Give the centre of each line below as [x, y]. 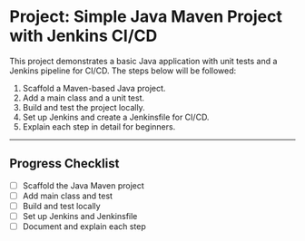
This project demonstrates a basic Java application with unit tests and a [143, 61]
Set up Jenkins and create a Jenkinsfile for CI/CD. [116, 117]
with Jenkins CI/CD [84, 36]
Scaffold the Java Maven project [84, 185]
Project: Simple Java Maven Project [146, 17]
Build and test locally [62, 206]
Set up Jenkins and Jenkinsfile [80, 216]
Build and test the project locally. [84, 107]
